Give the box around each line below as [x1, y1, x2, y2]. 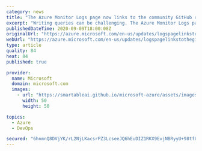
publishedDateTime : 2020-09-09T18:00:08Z [6, 25, 112, 32]
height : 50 [22, 103, 50, 109]
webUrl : [6, 37, 26, 43]
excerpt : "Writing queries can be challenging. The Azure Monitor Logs [6, 20, 189, 26]
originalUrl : [6, 31, 39, 37]
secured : [6, 136, 28, 142]
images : [11, 86, 31, 93]
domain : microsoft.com [11, 81, 69, 87]
